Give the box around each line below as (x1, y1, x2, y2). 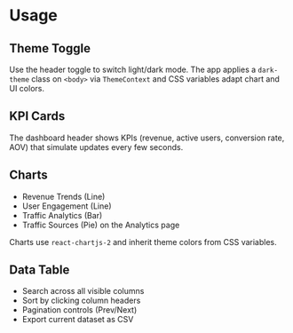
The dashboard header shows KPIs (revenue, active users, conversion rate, (9, 132, 285, 143)
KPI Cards (9, 108, 66, 124)
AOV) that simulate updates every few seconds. (9, 141, 184, 152)
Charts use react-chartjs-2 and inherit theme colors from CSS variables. (9, 236, 277, 247)
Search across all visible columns (21, 286, 145, 297)
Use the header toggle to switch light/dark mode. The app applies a (9, 64, 257, 75)
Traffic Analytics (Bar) (21, 210, 103, 220)
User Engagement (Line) (21, 201, 113, 211)
